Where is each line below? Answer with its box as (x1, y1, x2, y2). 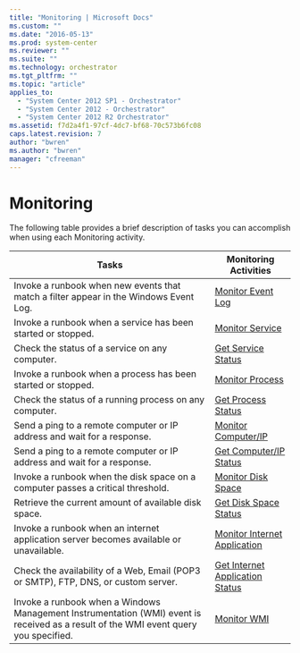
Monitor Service (214, 322, 282, 335)
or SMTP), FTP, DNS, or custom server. (13, 576, 179, 589)
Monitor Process (214, 373, 284, 386)
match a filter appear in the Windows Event (13, 291, 195, 303)
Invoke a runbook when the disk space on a (13, 471, 196, 483)
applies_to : (9, 88, 54, 97)
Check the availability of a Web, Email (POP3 (13, 564, 201, 577)
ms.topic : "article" (9, 80, 87, 89)
